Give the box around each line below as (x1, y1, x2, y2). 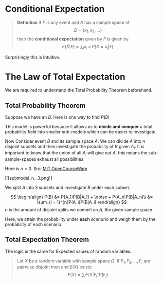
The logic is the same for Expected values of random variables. (5, 248, 132, 254)
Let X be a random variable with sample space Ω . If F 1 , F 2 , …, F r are (17, 258, 151, 265)
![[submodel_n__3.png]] (5, 175, 53, 181)
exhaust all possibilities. (37, 156, 85, 162)
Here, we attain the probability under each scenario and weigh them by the (5, 216, 156, 222)
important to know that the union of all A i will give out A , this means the (5, 150, 147, 157)
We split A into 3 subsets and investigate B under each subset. (5, 184, 130, 190)
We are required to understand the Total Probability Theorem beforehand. (5, 87, 153, 93)
